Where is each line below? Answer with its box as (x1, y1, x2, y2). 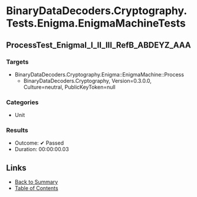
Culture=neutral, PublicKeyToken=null (23, 84, 116, 91)
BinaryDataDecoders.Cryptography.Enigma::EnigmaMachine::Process (14, 71, 185, 78)
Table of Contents (14, 185, 58, 192)
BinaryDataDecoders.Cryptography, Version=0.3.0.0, (23, 77, 152, 84)
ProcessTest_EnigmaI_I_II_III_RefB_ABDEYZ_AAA (6, 40, 191, 50)
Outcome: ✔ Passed (14, 139, 64, 146)
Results (6, 126, 28, 135)
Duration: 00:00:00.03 (14, 146, 69, 153)
